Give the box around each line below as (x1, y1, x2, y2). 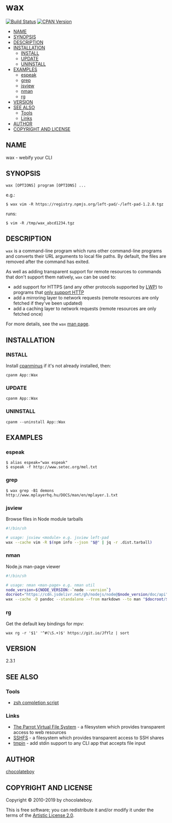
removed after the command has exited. (6, 258, 90, 265)
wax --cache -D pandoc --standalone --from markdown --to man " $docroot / (6, 597, 166, 602)
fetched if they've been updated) (13, 300, 83, 307)
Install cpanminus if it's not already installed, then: (6, 363, 111, 369)
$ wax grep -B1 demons (6, 488, 54, 493)
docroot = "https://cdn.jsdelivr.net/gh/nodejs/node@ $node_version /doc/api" (6, 592, 168, 597)
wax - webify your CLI (6, 154, 53, 160)
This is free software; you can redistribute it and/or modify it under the (6, 807, 154, 813)
